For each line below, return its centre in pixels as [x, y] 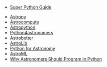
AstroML [19, 54]
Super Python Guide [31, 7]
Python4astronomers [32, 33]
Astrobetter [22, 38]
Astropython [23, 27]
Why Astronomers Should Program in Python [56, 59]
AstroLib [18, 43]
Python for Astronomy [33, 48]
